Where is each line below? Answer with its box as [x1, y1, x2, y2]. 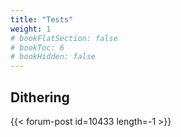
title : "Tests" [10, 14, 74, 25]
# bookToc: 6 [10, 42, 65, 53]
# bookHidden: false [10, 52, 97, 62]
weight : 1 [10, 24, 52, 34]
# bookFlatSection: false [10, 33, 118, 43]
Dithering [10, 89, 70, 106]
